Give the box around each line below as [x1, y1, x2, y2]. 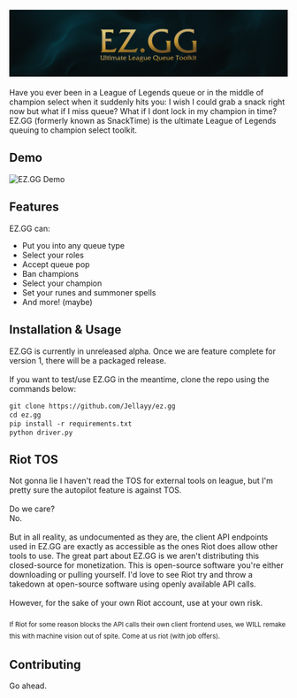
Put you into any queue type [21, 240, 126, 250]
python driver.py [9, 428, 73, 437]
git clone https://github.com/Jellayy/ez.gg [9, 402, 176, 410]
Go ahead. [9, 680, 47, 691]
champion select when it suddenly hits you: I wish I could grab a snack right [9, 96, 286, 107]
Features [9, 200, 59, 215]
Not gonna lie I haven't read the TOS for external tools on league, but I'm [9, 475, 274, 487]
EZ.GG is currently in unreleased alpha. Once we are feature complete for [9, 346, 277, 357]
